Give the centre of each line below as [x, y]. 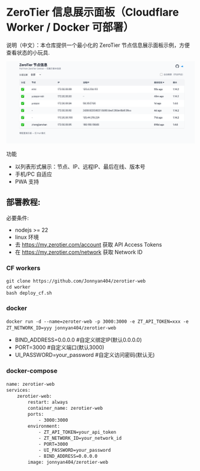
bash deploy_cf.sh [29, 293]
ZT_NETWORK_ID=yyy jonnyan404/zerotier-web [61, 328]
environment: [44, 426]
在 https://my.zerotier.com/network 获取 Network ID [78, 252]
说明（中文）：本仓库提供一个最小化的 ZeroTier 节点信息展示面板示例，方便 [98, 45]
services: [19, 390]
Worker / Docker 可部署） [70, 27]
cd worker [19, 287]
